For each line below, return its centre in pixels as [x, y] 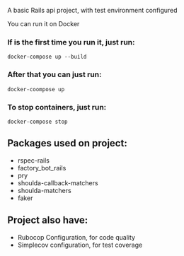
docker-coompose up [36, 89]
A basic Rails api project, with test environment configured [93, 10]
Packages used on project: [67, 143]
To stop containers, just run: [57, 107]
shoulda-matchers [45, 190]
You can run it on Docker [44, 24]
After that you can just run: [54, 75]
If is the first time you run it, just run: [71, 42]
